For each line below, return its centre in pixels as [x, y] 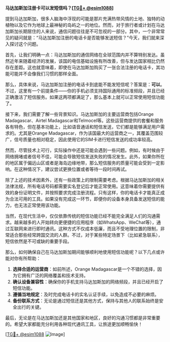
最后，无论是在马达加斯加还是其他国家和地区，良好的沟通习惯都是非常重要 [83, 318]
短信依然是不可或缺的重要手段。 [38, 241]
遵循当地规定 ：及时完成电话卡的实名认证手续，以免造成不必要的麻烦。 [86, 294]
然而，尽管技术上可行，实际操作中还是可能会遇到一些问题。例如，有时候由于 [85, 150]
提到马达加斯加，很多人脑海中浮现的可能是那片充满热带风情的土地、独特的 [83, 19]
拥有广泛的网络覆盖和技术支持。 [55, 275]
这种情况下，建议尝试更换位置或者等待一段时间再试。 [74, 169]
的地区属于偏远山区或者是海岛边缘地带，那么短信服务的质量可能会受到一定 [83, 163]
